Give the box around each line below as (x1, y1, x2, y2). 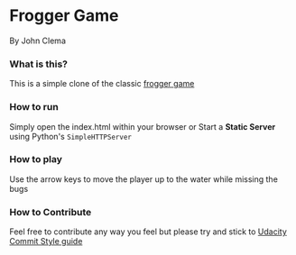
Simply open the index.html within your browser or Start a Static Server (9, 121, 276, 132)
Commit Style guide (9, 236, 83, 247)
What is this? (9, 58, 68, 70)
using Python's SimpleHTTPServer (9, 131, 133, 141)
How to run (9, 101, 59, 114)
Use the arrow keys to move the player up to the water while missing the (9, 173, 278, 185)
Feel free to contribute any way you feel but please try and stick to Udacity (9, 226, 287, 237)
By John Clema (9, 35, 66, 46)
